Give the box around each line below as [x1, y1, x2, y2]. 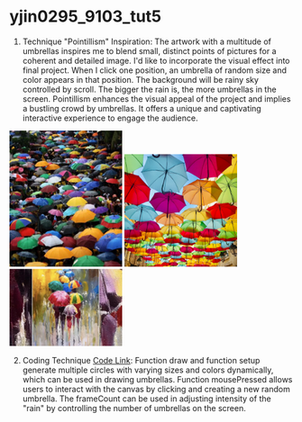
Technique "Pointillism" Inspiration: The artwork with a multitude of [22, 36, 272, 47]
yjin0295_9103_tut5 [9, 6, 162, 27]
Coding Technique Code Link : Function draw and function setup [22, 355, 261, 366]
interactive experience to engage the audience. [22, 112, 198, 123]
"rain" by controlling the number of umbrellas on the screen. [22, 403, 246, 414]
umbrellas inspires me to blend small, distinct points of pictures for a [22, 45, 277, 56]
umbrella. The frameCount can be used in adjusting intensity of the [22, 393, 272, 404]
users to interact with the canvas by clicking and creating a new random [22, 384, 290, 395]
